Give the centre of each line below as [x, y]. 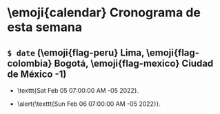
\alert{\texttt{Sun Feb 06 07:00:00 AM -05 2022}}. [89, 104]
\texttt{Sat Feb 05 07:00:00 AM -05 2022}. [78, 90]
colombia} [30, 63]
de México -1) [37, 74]
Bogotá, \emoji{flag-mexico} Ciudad [134, 63]
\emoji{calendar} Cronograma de [104, 13]
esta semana [45, 27]
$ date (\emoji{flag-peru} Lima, [76, 53]
